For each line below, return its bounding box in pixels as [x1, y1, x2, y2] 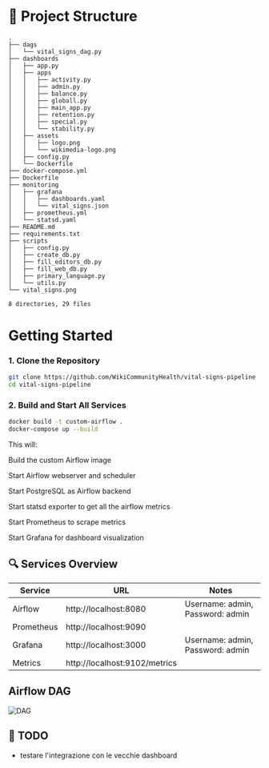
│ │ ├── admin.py [8, 82, 81, 90]
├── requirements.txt [8, 230, 81, 238]
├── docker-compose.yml [8, 167, 88, 175]
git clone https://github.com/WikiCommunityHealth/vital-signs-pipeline [8, 373, 256, 381]
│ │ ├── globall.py [8, 96, 88, 105]
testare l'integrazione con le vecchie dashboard [19, 750, 178, 760]
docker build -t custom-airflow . [8, 418, 124, 426]
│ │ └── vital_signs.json [8, 202, 110, 210]
